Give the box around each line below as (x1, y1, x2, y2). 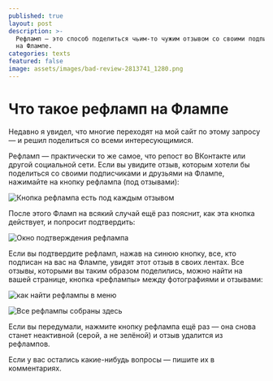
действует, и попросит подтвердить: (8, 217, 136, 227)
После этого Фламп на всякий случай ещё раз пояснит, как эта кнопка (8, 208, 255, 218)
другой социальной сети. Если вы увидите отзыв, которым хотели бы (8, 159, 250, 169)
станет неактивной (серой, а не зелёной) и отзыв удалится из (8, 330, 223, 340)
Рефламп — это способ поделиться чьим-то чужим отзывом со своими (15, 34, 245, 43)
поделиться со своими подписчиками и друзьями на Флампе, (8, 168, 225, 178)
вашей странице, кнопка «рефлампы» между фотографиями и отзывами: (8, 274, 263, 284)
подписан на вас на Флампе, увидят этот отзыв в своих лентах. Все (8, 257, 245, 266)
